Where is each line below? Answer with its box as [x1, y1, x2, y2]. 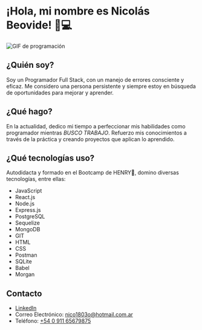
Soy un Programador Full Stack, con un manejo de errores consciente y [6, 76, 184, 83]
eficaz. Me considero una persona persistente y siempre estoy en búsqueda [6, 82, 197, 90]
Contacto [6, 288, 42, 299]
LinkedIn [15, 305, 37, 312]
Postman [15, 251, 37, 259]
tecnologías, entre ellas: [6, 176, 66, 183]
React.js [15, 194, 36, 201]
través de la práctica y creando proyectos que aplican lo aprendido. [6, 135, 175, 143]
